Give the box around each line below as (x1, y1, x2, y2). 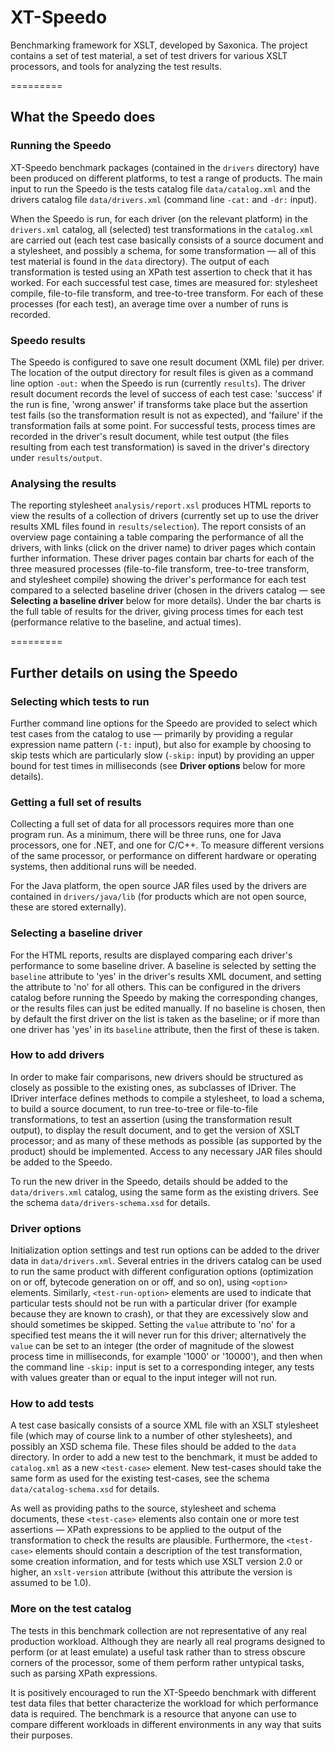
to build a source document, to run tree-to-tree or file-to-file (10, 1102, 259, 1115)
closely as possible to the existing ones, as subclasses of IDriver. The (10, 1081, 297, 1093)
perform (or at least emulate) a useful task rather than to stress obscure (10, 1646, 306, 1658)
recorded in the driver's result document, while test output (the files (10, 430, 290, 442)
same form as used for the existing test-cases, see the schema (10, 1472, 270, 1485)
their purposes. (10, 1729, 73, 1741)
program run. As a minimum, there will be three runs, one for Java (10, 829, 282, 841)
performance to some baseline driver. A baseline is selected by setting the (10, 959, 317, 971)
